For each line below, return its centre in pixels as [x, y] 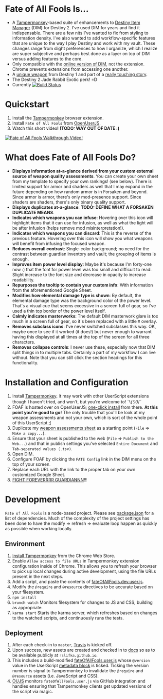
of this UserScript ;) [32, 422]
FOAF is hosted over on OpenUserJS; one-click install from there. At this [85, 407]
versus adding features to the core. [47, 59]
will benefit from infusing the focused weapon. [59, 243]
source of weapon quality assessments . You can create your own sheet [85, 176]
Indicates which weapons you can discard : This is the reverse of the [82, 233]
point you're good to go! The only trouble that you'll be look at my [78, 412]
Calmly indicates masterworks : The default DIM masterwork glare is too [85, 316]
